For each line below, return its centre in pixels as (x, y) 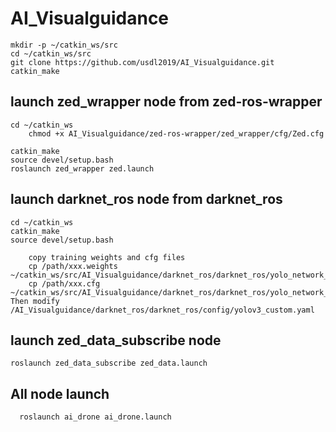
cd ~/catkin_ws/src (51, 53)
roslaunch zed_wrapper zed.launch (82, 168)
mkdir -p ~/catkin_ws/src (64, 45)
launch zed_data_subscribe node (116, 340)
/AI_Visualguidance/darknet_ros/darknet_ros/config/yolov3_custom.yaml (162, 310)
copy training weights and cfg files (107, 257)
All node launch (60, 393)
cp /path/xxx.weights (73, 266)
